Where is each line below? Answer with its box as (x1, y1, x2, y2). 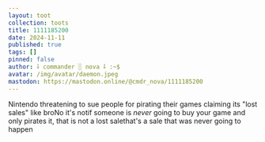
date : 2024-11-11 (8, 33, 66, 42)
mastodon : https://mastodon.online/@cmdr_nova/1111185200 (8, 77, 203, 85)
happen (8, 124, 33, 134)
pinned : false (8, 56, 55, 64)
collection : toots (8, 19, 69, 27)
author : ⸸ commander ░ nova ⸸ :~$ (8, 63, 120, 71)
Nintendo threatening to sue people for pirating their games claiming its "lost (8, 99, 258, 109)
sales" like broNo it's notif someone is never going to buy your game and (8, 107, 246, 117)
